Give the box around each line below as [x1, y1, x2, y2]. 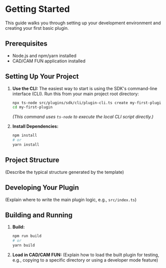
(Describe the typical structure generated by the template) [5, 169, 124, 175]
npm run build [12, 234, 42, 239]
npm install [12, 133, 37, 138]
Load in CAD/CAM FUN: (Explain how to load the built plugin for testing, [12, 252, 160, 258]
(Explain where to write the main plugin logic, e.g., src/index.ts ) [5, 197, 137, 203]
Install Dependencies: [12, 123, 58, 129]
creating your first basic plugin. [5, 25, 69, 31]
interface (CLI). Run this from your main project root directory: [12, 91, 139, 97]
